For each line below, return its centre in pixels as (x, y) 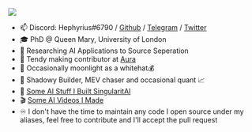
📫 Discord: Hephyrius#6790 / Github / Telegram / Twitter (113, 27)
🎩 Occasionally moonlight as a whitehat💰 (87, 68)
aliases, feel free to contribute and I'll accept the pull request (118, 120)
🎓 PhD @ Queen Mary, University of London (93, 39)
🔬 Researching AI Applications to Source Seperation (104, 51)
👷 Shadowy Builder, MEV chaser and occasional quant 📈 (112, 80)
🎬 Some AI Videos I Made (62, 100)
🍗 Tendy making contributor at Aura (78, 59)
